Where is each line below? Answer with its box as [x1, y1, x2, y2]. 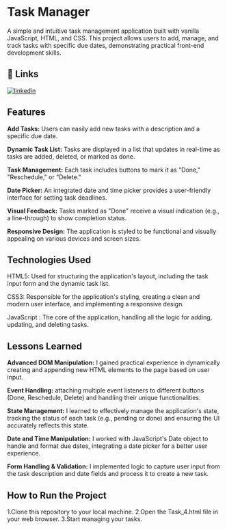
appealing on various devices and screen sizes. [7, 234, 142, 243]
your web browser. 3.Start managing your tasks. [7, 515, 142, 523]
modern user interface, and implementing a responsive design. [7, 300, 185, 308]
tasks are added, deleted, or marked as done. [7, 152, 135, 161]
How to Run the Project [7, 490, 107, 501]
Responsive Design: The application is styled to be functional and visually [7, 227, 217, 235]
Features [7, 107, 46, 118]
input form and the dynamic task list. [7, 280, 111, 288]
